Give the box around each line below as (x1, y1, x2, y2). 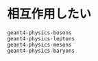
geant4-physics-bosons (7, 29, 72, 36)
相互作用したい (7, 6, 92, 22)
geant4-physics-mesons (7, 41, 72, 48)
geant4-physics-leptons (7, 35, 75, 42)
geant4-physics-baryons (7, 47, 75, 54)
